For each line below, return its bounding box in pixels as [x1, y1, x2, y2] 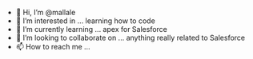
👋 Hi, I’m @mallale [15, 8, 76, 17]
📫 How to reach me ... [15, 42, 90, 51]
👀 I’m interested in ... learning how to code [15, 16, 156, 26]
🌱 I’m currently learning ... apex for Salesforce [15, 25, 168, 33]
